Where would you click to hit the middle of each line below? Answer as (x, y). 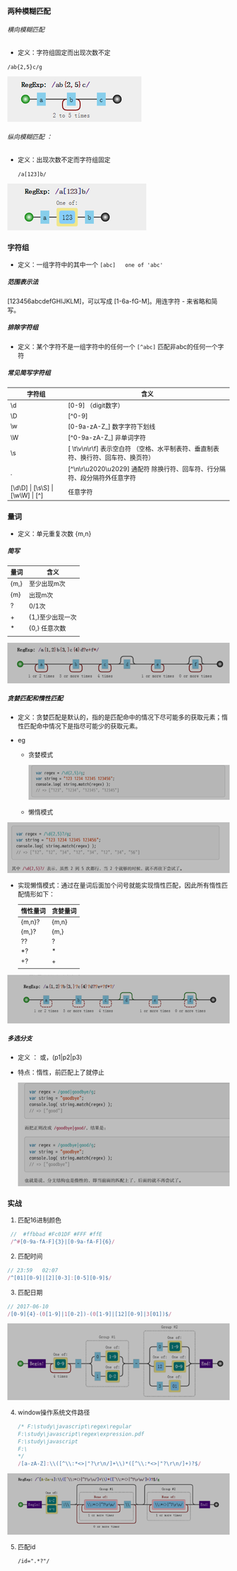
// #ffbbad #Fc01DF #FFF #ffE (56, 1234)
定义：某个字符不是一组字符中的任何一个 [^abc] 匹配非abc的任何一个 (118, 347)
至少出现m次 (47, 584)
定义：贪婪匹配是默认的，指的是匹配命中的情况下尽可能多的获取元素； (120, 717)
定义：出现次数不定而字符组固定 (64, 159)
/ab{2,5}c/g (25, 67)
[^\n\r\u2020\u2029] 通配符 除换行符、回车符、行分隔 (147, 469)
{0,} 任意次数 (48, 628)
